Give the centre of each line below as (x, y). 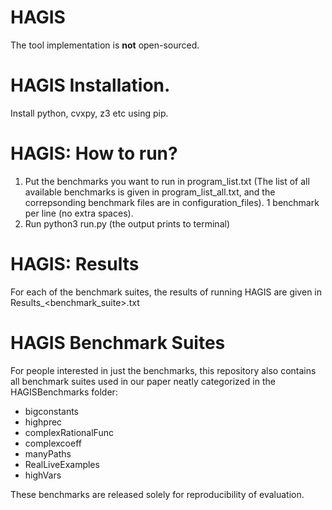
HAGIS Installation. (90, 85)
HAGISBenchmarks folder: (64, 392)
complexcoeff (53, 443)
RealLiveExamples (62, 464)
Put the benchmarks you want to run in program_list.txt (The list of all (167, 181)
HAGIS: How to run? (94, 153)
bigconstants (52, 411)
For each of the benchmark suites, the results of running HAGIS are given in (166, 292)
